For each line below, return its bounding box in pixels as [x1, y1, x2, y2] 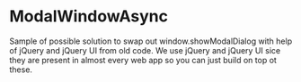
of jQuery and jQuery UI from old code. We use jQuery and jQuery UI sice [9, 45, 281, 55]
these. [9, 64, 33, 75]
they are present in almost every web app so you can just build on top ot [9, 54, 277, 65]
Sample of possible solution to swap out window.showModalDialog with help [9, 36, 293, 46]
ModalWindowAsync [9, 6, 169, 27]
